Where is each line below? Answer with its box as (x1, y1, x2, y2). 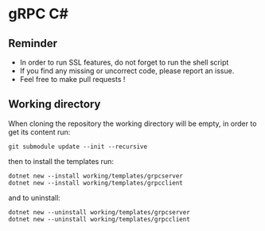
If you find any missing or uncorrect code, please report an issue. (19, 66, 235, 76)
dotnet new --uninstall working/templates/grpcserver (8, 208, 191, 216)
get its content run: (8, 127, 71, 136)
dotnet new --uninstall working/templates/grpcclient (8, 215, 191, 223)
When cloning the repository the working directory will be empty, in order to (8, 119, 257, 128)
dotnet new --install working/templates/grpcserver (8, 172, 183, 180)
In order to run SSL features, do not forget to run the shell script (19, 57, 229, 67)
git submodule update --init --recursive (8, 143, 148, 151)
